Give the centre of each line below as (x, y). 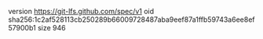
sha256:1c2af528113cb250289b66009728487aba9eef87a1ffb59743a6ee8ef (131, 19)
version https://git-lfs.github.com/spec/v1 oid (81, 11)
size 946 (52, 28)
